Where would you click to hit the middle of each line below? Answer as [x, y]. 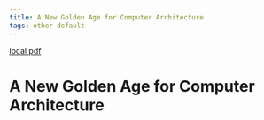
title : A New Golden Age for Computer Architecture [106, 17]
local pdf [25, 50]
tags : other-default [47, 26]
